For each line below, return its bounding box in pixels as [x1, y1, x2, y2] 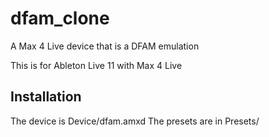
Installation [10, 88, 82, 106]
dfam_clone [10, 7, 110, 30]
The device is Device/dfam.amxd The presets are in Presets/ [10, 115, 260, 127]
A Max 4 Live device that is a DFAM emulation [10, 40, 200, 52]
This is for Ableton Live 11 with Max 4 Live [10, 59, 183, 71]
